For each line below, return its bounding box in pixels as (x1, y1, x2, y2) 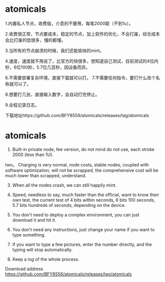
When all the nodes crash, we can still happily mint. (12, 182, 117, 188)
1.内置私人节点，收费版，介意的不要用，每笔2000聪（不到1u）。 (5, 20, 133, 26)
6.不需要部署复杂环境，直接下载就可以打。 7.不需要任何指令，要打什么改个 (5, 75, 156, 81)
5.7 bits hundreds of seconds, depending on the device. (12, 202, 126, 208)
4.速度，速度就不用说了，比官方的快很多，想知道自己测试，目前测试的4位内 (5, 58, 159, 64)
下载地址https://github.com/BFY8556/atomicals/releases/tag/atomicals (5, 112, 149, 118)
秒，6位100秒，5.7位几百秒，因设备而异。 (5, 64, 90, 70)
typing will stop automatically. (12, 246, 73, 252)
